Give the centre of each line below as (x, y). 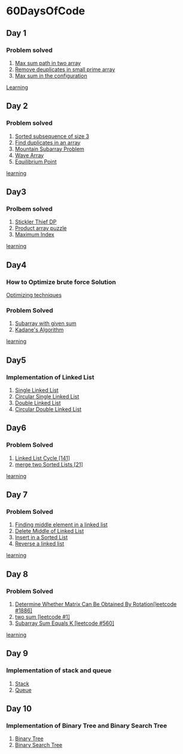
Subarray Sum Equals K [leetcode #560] (65, 623)
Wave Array (29, 155)
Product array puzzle (41, 228)
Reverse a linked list (39, 544)
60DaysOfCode (46, 11)
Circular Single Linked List (47, 396)
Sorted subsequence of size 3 (52, 136)
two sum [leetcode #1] (42, 617)
